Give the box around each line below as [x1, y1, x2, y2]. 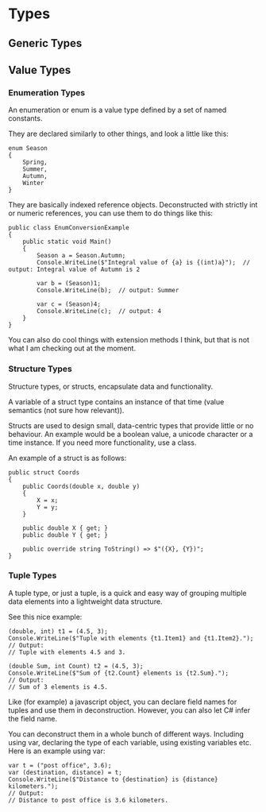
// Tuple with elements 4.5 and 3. [8, 648, 126, 656]
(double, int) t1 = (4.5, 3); [8, 627, 109, 636]
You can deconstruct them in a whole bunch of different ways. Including [8, 729, 245, 739]
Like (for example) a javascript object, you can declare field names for [8, 697, 237, 706]
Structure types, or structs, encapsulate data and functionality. [8, 381, 213, 391]
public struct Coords [8, 468, 80, 477]
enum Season [8, 145, 48, 153]
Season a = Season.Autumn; [37, 252, 126, 260]
